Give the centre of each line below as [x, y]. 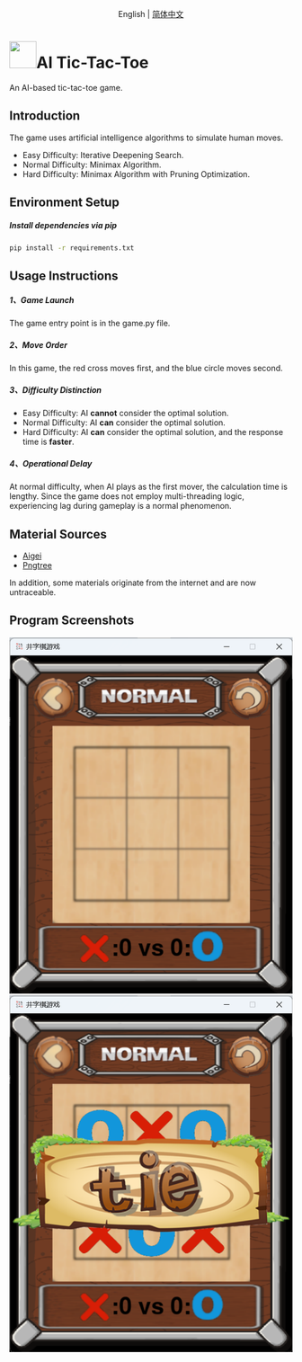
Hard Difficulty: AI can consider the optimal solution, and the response [153, 432]
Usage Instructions [64, 276]
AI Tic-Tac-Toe [93, 63]
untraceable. [33, 592]
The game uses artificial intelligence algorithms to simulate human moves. [147, 138]
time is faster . [48, 442]
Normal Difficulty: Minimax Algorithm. [92, 165]
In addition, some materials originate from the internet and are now [133, 583]
